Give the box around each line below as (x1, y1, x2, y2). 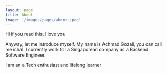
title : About (5, 12, 33, 17)
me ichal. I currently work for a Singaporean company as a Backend (5, 47, 149, 53)
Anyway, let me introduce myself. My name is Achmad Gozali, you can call (5, 41, 162, 47)
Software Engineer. (5, 52, 46, 58)
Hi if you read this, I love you (5, 31, 66, 38)
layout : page (5, 7, 33, 13)
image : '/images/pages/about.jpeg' (5, 17, 81, 22)
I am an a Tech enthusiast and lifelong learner (5, 62, 101, 68)
